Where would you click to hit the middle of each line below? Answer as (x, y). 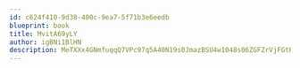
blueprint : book (39, 26)
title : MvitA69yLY (43, 34)
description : (33, 50)
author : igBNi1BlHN (46, 42)
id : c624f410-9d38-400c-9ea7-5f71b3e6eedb (89, 17)
